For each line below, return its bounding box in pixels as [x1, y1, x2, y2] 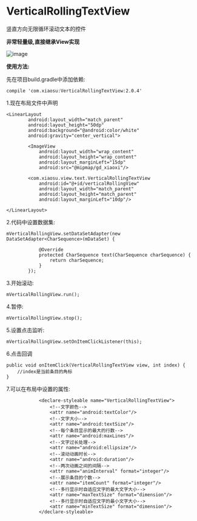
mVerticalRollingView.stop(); [6, 315, 83, 321]
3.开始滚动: [6, 279, 35, 286]
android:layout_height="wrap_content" [38, 154, 137, 160]
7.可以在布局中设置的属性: [6, 385, 71, 393]
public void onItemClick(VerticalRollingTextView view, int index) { [6, 362, 186, 368]
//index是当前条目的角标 [17, 368, 73, 374]
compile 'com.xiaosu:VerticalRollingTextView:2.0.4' [6, 88, 142, 94]
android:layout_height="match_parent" [38, 191, 137, 197]
